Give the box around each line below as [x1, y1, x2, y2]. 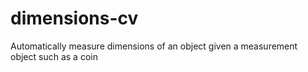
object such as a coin [10, 50, 98, 62]
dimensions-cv [10, 7, 139, 30]
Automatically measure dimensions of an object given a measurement [10, 40, 298, 52]
